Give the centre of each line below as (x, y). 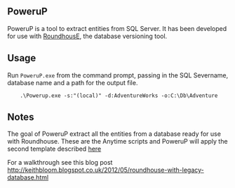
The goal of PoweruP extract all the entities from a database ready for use (114, 134)
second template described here (54, 149)
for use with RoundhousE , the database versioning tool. (87, 36)
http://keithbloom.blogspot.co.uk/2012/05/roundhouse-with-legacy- (106, 170)
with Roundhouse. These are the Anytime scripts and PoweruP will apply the (117, 142)
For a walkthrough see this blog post (60, 163)
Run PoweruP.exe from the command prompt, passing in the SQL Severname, (118, 75)
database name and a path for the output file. (73, 82)
